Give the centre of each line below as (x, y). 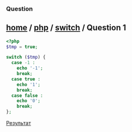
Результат (18, 123)
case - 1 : (23, 63)
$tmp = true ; (22, 47)
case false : (27, 96)
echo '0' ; (29, 101)
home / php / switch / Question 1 (66, 28)
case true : (26, 79)
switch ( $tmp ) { (26, 57)
